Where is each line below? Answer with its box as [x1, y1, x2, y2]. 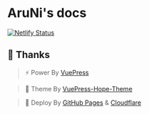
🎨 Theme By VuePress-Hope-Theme [24, 84, 133, 93]
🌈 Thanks [7, 49, 51, 61]
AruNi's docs [7, 5, 87, 21]
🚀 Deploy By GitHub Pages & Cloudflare [24, 98, 142, 107]
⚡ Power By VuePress [24, 68, 89, 76]
